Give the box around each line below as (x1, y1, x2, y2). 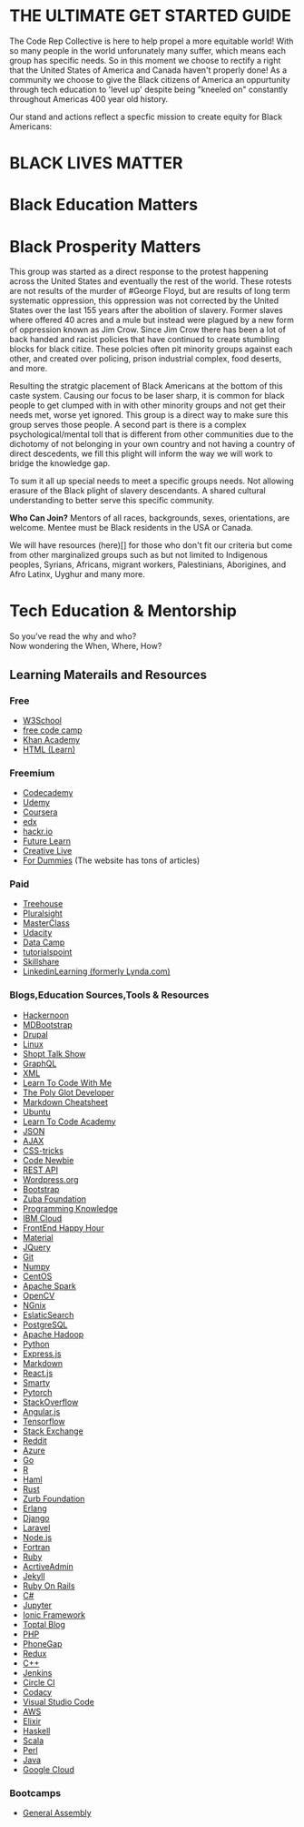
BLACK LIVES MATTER (9, 153, 183, 174)
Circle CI (22, 1677, 55, 1688)
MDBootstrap (22, 1019, 73, 1030)
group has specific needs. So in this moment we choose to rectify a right (9, 55, 281, 66)
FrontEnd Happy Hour (22, 1222, 104, 1233)
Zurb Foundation (22, 1493, 85, 1504)
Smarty (22, 1376, 51, 1388)
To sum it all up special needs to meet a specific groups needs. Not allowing (9, 475, 294, 487)
